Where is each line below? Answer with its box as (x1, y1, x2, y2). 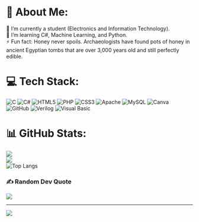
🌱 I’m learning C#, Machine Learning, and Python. (6, 31, 127, 38)
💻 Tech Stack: (6, 75, 79, 88)
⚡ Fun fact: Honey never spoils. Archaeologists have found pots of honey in (6, 38, 190, 45)
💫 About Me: (6, 5, 69, 19)
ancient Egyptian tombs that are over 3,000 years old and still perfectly (6, 46, 179, 53)
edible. (6, 53, 23, 60)
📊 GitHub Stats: (6, 127, 87, 140)
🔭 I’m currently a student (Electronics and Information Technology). (6, 25, 170, 32)
